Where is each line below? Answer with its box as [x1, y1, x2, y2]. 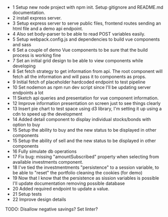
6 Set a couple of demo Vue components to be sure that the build [12, 47, 148, 53]
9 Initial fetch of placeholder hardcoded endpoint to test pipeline [12, 79, 145, 85]
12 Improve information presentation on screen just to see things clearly [12, 100, 161, 106]
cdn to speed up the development [12, 111, 83, 117]
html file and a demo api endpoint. [12, 26, 84, 32]
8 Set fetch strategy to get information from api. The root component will [12, 68, 163, 74]
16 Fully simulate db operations [12, 148, 77, 154]
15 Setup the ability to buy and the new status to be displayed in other [12, 127, 157, 133]
